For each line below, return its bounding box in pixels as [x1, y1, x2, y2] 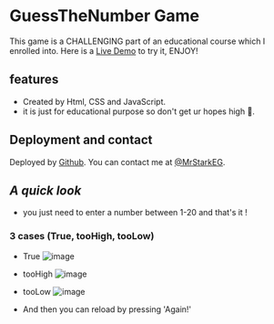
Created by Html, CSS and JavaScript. [22, 96, 167, 107]
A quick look [9, 183, 82, 198]
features [9, 72, 59, 88]
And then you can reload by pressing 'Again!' [22, 303, 192, 315]
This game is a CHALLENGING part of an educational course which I [9, 36, 266, 47]
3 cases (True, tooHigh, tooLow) [9, 230, 155, 243]
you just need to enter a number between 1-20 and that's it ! [22, 207, 248, 218]
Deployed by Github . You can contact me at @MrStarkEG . [9, 156, 226, 167]
